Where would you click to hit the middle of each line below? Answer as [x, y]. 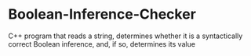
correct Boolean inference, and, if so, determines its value [102, 44]
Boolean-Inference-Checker [102, 14]
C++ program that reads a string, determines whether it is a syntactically [125, 36]
